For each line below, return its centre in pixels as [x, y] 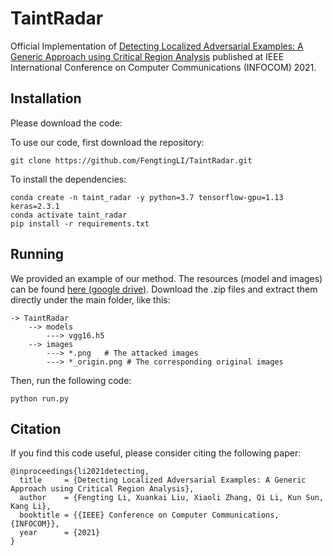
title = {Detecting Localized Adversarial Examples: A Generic [163, 480]
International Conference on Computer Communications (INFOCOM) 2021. [163, 67]
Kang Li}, [31, 507]
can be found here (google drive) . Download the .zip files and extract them [164, 289]
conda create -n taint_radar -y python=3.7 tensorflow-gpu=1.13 [147, 197]
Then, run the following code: [71, 380]
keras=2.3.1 [35, 206]
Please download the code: [66, 123]
